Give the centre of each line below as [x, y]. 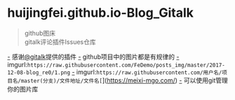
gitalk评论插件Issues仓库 [60, 42]
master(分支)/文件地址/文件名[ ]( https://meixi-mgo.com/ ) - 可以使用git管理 [124, 80]
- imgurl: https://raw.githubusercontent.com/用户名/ [147, 72]
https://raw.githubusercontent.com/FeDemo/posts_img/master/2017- [126, 65]
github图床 [40, 33]
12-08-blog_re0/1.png [39, 72]
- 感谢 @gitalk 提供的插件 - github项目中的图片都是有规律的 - [93, 57]
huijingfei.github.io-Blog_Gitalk [101, 13]
